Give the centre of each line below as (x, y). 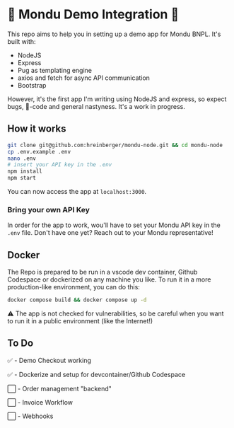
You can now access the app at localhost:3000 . (77, 191)
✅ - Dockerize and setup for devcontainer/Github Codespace (96, 374)
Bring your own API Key (49, 209)
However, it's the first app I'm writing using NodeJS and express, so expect (117, 99)
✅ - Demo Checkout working (49, 360)
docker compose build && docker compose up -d (77, 300)
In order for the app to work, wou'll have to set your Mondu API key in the (114, 225)
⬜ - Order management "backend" (59, 388)
